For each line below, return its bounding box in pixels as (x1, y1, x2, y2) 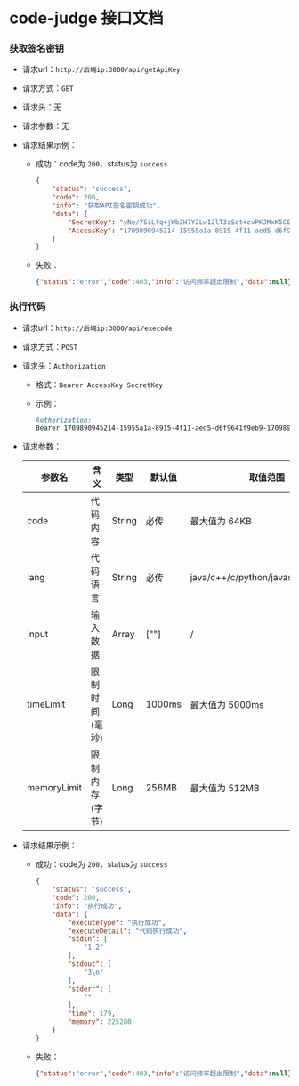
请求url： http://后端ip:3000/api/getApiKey (21, 64, 181, 75)
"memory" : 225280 (67, 1017, 132, 1026)
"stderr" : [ (67, 985, 112, 993)
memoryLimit (26, 782, 83, 794)
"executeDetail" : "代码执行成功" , (67, 927, 188, 936)
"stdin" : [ (67, 935, 109, 944)
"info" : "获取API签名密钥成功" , (52, 201, 161, 210)
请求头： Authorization (21, 360, 106, 370)
